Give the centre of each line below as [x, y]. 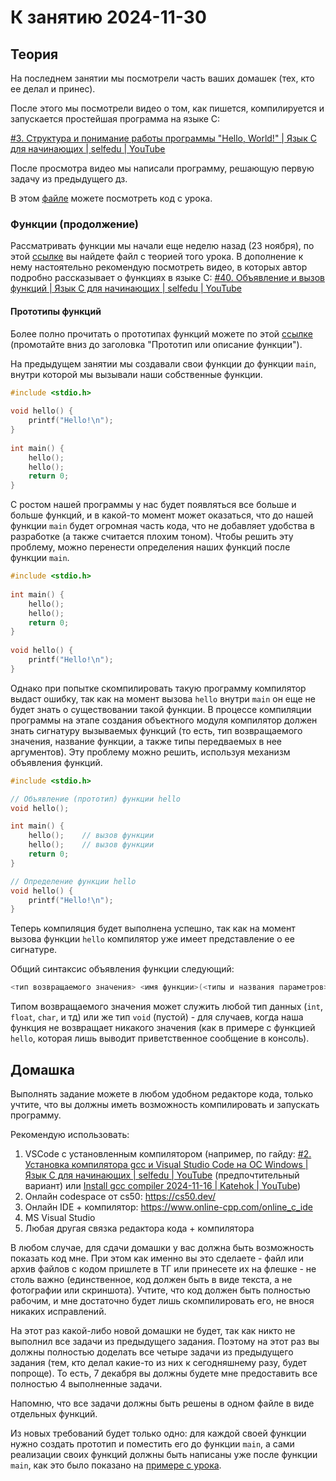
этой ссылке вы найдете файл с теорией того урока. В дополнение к [157, 257]
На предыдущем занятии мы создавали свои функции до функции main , [163, 363]
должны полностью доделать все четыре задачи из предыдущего [152, 1352]
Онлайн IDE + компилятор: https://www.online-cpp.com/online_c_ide [168, 1207]
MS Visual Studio [60, 1217]
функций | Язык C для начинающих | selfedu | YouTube [126, 288]
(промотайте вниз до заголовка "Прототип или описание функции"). [156, 344]
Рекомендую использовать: [70, 1134]
